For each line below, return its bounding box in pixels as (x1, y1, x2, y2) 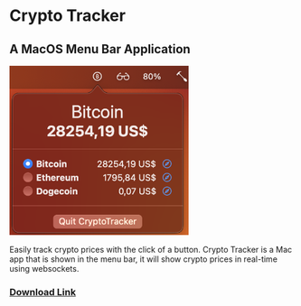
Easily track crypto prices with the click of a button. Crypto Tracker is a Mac (9, 245, 293, 255)
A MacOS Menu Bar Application (9, 42, 192, 57)
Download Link (9, 285, 77, 298)
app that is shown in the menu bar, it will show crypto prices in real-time (9, 254, 278, 264)
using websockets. (9, 264, 80, 274)
